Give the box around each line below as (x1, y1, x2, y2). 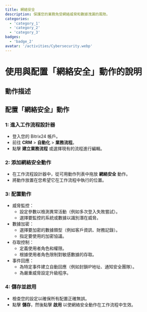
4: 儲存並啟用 (5, 284, 37, 290)
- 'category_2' (9, 25, 41, 30)
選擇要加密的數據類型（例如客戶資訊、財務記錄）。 (19, 227, 121, 233)
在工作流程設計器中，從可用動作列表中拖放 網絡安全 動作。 (12, 171, 130, 177)
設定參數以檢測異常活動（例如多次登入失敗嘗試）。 (19, 209, 121, 215)
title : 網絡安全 (5, 7, 35, 12)
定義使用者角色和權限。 (19, 245, 67, 251)
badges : (5, 35, 21, 40)
